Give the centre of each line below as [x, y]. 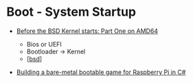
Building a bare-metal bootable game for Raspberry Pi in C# [101, 72]
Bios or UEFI [44, 44]
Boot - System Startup [71, 12]
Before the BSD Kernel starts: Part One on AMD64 [87, 31]
